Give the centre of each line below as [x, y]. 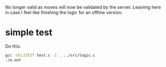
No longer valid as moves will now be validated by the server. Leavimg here [83, 7]
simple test [29, 33]
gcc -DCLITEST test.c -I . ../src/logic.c [50, 55]
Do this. [13, 46]
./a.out [13, 60]
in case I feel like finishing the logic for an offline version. [64, 12]
